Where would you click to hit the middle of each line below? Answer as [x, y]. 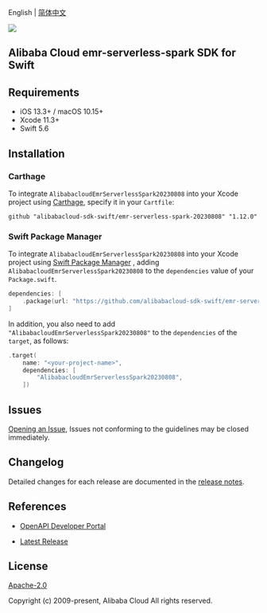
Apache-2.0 [28, 585]
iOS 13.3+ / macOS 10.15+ [62, 111]
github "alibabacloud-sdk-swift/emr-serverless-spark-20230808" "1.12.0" [133, 217]
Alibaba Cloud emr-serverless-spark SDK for [122, 53]
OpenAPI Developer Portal [62, 525]
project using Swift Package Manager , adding [84, 263]
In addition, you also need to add [62, 324]
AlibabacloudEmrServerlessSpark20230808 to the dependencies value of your [131, 271]
